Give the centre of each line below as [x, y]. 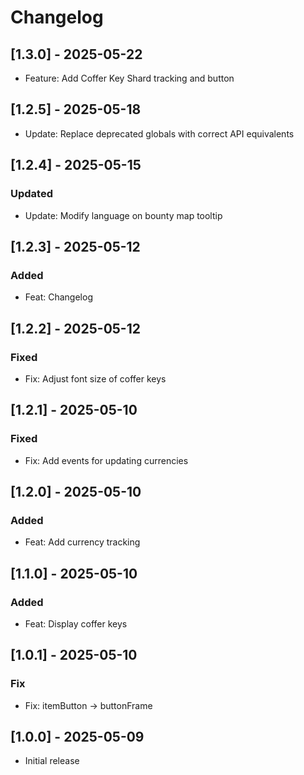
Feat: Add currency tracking [82, 542]
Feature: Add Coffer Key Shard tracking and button [129, 78]
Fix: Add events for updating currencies [106, 460]
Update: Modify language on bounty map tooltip [123, 215]
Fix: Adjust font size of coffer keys [95, 378]
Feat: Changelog [58, 297]
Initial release [52, 761]
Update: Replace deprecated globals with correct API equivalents [159, 133]
